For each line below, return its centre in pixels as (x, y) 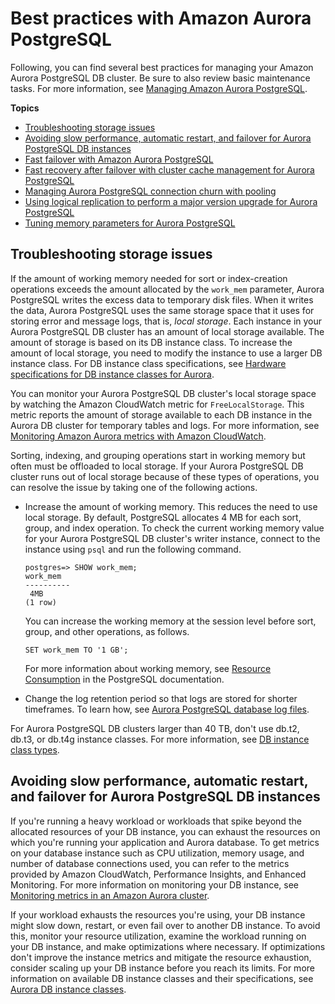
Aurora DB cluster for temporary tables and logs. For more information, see (165, 425)
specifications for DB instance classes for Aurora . (112, 374)
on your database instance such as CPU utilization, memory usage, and (157, 853)
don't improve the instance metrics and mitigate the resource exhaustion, (161, 957)
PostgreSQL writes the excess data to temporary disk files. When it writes (162, 299)
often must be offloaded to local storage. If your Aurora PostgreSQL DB (157, 466)
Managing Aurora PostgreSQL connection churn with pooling (150, 191)
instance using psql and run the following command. (133, 549)
